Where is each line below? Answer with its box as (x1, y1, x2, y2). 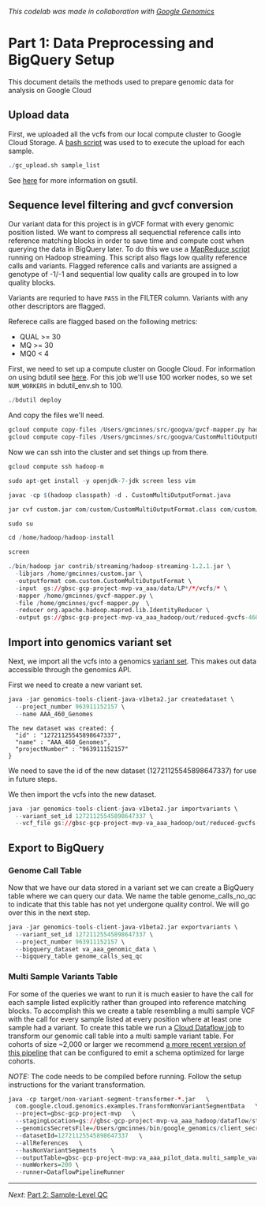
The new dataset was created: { (8, 724, 114, 732)
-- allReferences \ (15, 1139, 83, 1147)
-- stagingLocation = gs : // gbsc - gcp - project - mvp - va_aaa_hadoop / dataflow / (15, 1117, 252, 1125)
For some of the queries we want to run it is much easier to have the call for (8, 989, 254, 999)
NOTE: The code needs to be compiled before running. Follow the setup (8, 1071, 242, 1081)
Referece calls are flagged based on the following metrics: (8, 317, 198, 327)
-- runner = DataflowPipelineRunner (15, 1168, 125, 1176)
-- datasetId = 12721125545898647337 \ (15, 1131, 144, 1139)
